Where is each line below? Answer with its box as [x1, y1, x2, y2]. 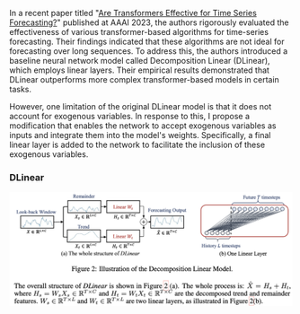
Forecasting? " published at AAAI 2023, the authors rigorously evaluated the [9, 17, 289, 28]
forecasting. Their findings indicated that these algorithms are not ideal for [9, 36, 285, 47]
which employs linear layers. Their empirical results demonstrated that [9, 65, 269, 75]
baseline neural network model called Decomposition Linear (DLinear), [9, 56, 271, 65]
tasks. [9, 84, 32, 94]
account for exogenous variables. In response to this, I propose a [9, 111, 250, 121]
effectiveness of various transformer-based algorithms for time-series [9, 27, 269, 37]
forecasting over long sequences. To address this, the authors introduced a [9, 46, 288, 57]
